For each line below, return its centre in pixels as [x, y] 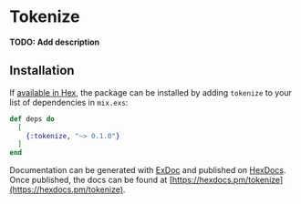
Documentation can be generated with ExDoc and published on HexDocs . [148, 170]
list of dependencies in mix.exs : [69, 102]
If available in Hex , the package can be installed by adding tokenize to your [150, 92]
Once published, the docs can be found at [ [91, 180]
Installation [42, 71]
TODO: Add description [55, 42]
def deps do [32, 119]
